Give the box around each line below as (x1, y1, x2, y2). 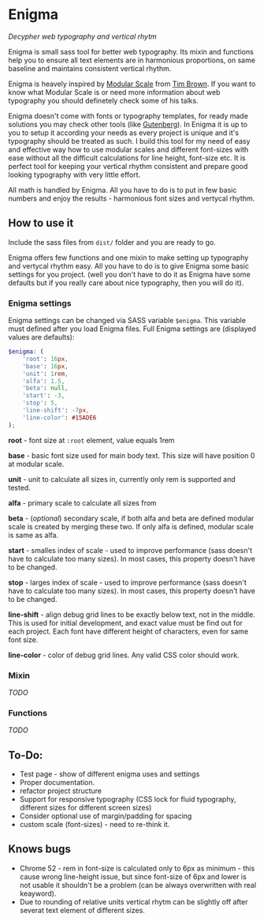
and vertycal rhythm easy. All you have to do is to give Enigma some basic (8, 261, 250, 270)
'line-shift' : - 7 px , (22, 407, 90, 415)
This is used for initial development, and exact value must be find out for (8, 618, 243, 627)
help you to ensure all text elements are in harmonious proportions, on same (8, 55, 256, 65)
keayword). (19, 889, 57, 898)
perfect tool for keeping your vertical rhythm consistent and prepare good (8, 161, 248, 171)
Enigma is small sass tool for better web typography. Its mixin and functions (8, 47, 254, 56)
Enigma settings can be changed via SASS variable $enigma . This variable (8, 316, 247, 325)
